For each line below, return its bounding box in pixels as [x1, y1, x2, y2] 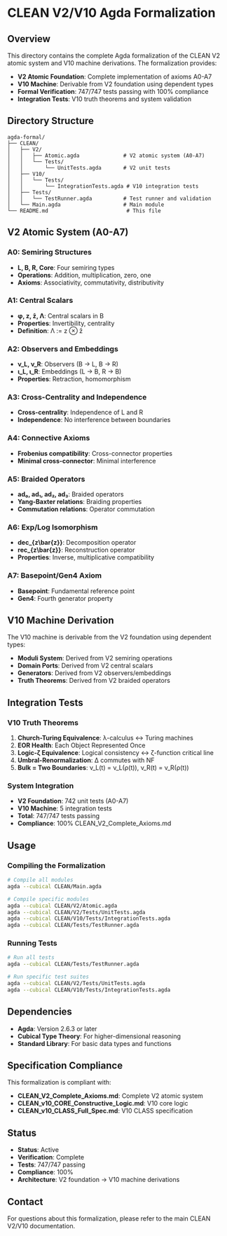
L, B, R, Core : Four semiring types [17, 263, 115, 271]
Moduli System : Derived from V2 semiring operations [17, 654, 173, 663]
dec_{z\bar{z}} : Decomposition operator [17, 538, 137, 547]
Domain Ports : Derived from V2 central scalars [17, 661, 153, 670]
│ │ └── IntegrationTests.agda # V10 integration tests [7, 182, 199, 190]
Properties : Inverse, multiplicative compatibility [17, 553, 155, 562]
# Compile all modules [7, 876, 74, 884]
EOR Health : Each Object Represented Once [17, 741, 146, 749]
